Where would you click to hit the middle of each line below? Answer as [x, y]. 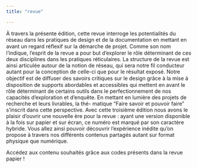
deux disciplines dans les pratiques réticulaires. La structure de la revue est [98, 59]
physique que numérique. [37, 141]
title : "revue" [25, 11]
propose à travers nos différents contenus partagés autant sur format [91, 135]
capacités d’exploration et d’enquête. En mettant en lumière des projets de [96, 97]
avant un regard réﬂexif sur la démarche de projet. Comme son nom [88, 46]
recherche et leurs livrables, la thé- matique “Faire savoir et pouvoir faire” [95, 103]
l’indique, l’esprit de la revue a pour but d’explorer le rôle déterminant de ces [99, 53]
